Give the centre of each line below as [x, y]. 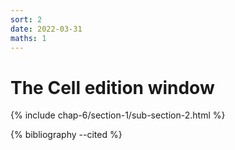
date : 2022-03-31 [46, 29]
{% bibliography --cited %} [66, 135]
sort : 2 [26, 19]
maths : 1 [28, 38]
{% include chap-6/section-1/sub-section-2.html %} [118, 115]
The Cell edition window [112, 87]
